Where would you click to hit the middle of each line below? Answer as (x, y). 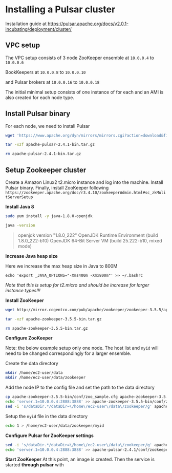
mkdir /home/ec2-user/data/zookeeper (46, 378)
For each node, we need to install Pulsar (48, 126)
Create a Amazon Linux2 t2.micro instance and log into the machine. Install (84, 182)
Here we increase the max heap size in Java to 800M (61, 266)
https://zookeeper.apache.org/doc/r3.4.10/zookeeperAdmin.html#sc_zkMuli (86, 193)
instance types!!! (23, 290)
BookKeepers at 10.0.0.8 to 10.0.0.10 (46, 72)
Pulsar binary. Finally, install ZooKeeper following (57, 188)
